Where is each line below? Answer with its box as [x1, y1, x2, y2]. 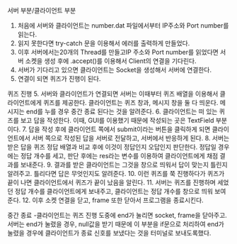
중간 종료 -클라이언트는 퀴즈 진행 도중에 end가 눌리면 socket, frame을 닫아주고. [7, 211, 228, 219]
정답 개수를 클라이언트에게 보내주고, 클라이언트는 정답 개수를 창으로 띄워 [14, 187, 214, 195]
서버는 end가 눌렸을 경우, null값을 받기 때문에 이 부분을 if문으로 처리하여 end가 [7, 220, 224, 228]
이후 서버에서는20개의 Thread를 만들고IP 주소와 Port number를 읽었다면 [17, 48, 219, 56]
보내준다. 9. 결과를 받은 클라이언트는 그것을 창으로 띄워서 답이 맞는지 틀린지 [20, 160, 228, 169]
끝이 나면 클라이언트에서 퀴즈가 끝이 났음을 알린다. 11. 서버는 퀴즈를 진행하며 [7, 178, 216, 187]
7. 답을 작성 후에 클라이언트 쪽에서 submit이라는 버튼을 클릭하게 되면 [22, 125, 211, 133]
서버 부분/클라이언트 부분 [7, 6, 76, 14]
